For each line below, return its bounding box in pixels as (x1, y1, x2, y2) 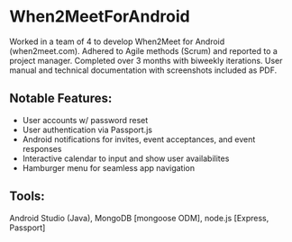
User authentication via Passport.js (22, 124, 153, 135)
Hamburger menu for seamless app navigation (22, 162, 196, 173)
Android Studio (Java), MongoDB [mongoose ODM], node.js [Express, (9, 212, 269, 223)
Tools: (9, 189, 45, 204)
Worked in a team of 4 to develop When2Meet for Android (9, 36, 225, 47)
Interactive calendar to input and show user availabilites (22, 153, 230, 164)
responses (22, 143, 62, 154)
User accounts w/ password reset (22, 114, 149, 125)
